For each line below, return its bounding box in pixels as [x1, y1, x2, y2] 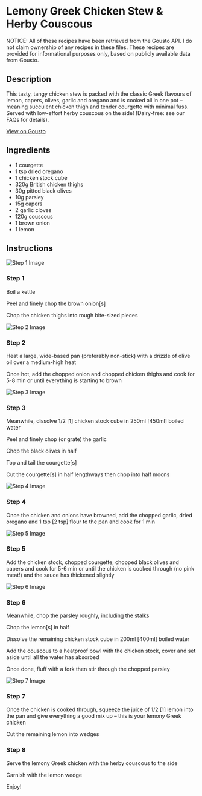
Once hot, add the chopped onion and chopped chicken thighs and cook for [6, 370, 195, 377]
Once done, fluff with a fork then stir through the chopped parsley [6, 665, 170, 673]
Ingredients [6, 145, 51, 156]
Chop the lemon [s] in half [6, 624, 69, 631]
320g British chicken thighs [14, 181, 83, 188]
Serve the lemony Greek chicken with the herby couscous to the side [6, 759, 178, 767]
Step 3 [6, 403, 26, 412]
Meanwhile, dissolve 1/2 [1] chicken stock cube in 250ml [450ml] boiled [6, 417, 184, 425]
